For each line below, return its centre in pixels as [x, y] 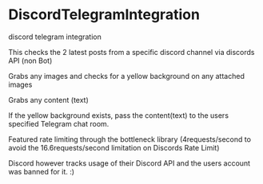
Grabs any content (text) [49, 100]
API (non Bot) [30, 61]
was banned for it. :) [41, 171]
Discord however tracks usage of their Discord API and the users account [129, 163]
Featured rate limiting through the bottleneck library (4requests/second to [130, 139]
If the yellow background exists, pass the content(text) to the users [119, 115]
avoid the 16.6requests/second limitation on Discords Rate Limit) [114, 147]
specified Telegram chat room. [59, 123]
